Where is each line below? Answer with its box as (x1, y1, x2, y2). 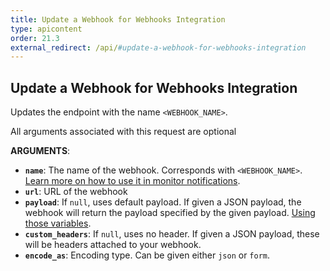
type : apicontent (10, 24, 83, 34)
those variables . (24, 217, 92, 230)
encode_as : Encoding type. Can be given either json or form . (24, 249, 271, 261)
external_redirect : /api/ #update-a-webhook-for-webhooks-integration (10, 42, 307, 53)
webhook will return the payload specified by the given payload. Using (24, 207, 316, 219)
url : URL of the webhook (24, 186, 128, 198)
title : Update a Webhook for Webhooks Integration (10, 14, 226, 25)
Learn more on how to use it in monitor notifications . (24, 175, 241, 187)
